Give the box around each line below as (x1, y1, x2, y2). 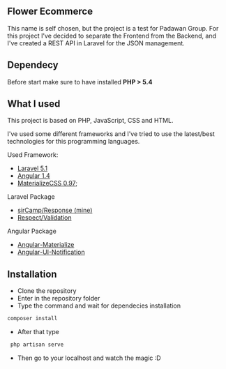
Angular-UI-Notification (17, 248, 85, 257)
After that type (17, 328, 59, 336)
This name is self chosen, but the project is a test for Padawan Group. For (7, 24, 219, 32)
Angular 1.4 (17, 172, 50, 180)
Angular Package (7, 227, 57, 236)
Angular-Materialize (17, 241, 75, 249)
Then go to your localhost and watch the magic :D (17, 354, 162, 362)
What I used (7, 98, 61, 110)
